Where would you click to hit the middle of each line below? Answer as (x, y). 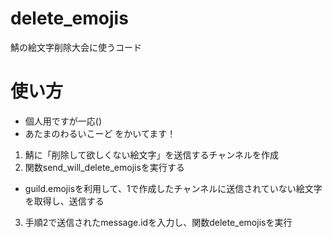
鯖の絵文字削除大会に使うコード (76, 47)
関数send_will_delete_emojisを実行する (104, 167)
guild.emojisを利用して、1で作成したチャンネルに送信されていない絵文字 (173, 188)
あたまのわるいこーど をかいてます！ (100, 133)
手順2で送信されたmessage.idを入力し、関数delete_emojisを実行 (158, 222)
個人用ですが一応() (63, 121)
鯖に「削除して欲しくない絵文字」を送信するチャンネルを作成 (151, 154)
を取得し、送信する (64, 201)
